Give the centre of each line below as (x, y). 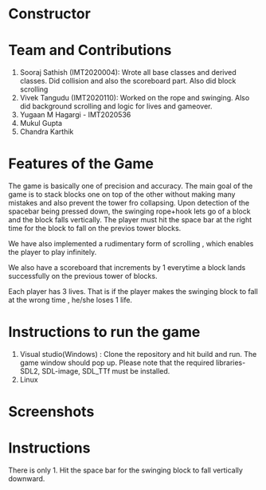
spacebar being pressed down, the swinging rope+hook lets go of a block (129, 211)
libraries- (231, 363)
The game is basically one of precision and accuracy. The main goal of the (131, 186)
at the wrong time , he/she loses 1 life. (70, 300)
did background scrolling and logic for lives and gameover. (116, 106)
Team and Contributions (90, 51)
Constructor (50, 14)
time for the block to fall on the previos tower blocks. (95, 229)
